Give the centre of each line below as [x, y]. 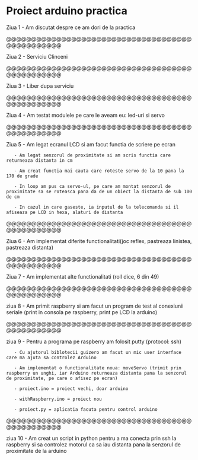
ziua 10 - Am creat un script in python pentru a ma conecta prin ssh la [91, 438]
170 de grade [22, 176]
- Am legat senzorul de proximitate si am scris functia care [92, 155]
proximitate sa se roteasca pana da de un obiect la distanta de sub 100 [99, 191]
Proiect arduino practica [67, 11]
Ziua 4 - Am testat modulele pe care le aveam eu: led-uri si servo [85, 115]
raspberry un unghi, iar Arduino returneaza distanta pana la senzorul [96, 373]
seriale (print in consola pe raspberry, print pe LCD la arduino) [82, 312]
